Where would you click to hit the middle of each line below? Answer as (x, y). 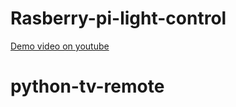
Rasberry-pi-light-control (118, 18)
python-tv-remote (87, 86)
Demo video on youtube (60, 46)
